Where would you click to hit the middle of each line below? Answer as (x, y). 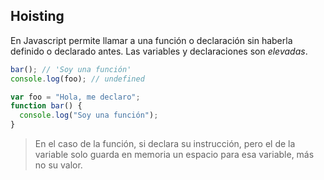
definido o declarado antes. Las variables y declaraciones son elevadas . (159, 51)
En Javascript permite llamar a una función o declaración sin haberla (151, 40)
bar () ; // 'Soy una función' (71, 69)
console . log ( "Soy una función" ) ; (89, 115)
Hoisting (37, 16)
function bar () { (46, 106)
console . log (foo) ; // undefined (77, 79)
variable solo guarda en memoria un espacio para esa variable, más (174, 155)
